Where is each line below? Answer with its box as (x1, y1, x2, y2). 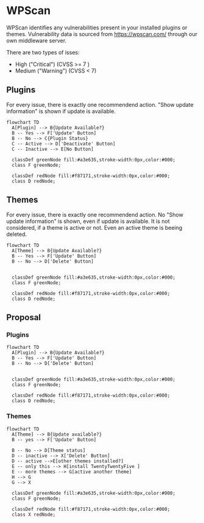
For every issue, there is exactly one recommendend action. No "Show (6, 211, 184, 218)
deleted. (6, 230, 27, 238)
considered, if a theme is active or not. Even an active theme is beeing (6, 224, 183, 231)
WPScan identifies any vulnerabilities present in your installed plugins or (6, 24, 188, 31)
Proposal (6, 312, 41, 323)
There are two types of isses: (6, 48, 80, 56)
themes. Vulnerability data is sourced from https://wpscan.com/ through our (6, 30, 198, 37)
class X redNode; (12, 511, 56, 518)
